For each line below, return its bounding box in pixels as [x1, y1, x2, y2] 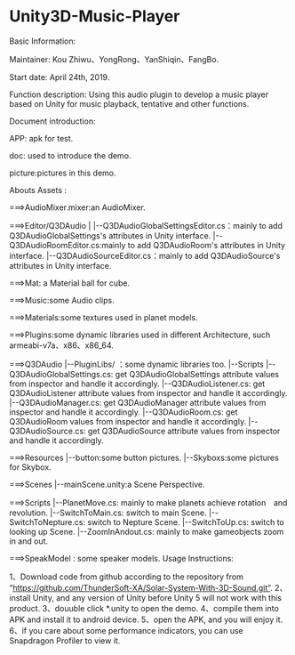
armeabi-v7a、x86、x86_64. [9, 340, 114, 351]
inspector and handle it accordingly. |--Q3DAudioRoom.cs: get [9, 407, 238, 417]
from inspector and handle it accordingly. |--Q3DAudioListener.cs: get [9, 378, 266, 389]
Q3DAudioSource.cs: [9, 425, 86, 436]
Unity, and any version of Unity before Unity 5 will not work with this [32, 592, 283, 602]
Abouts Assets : [9, 184, 68, 195]
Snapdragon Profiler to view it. [9, 635, 121, 646]
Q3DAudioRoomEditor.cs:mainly [9, 239, 126, 250]
